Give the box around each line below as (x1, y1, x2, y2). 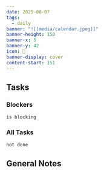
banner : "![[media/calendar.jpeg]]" (6, 25, 99, 32)
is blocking (6, 114, 36, 120)
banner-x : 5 (6, 37, 36, 43)
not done (6, 142, 28, 148)
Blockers (6, 100, 33, 109)
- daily (11, 20, 31, 26)
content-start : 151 (6, 59, 56, 66)
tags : (6, 15, 20, 21)
